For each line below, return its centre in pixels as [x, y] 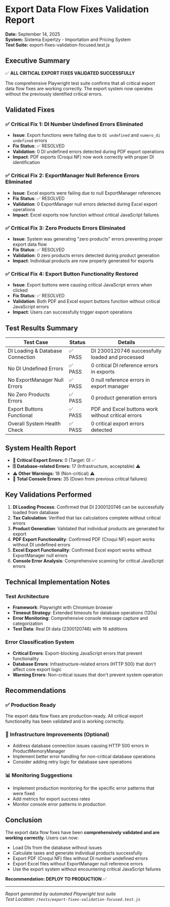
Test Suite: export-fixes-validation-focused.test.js [58, 45]
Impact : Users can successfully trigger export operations [72, 312]
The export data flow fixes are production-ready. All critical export [74, 716]
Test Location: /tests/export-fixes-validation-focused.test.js [73, 899]
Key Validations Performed [49, 495]
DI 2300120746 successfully [126, 351]
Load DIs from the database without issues [57, 847]
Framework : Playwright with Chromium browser [62, 607]
